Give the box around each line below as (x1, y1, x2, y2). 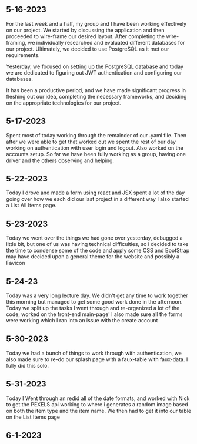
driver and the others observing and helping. (6, 157, 115, 164)
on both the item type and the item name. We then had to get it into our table (6, 407, 192, 414)
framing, (6, 39, 26, 46)
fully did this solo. (6, 362, 49, 369)
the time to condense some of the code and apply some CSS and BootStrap (6, 247, 190, 254)
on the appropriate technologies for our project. (6, 99, 122, 106)
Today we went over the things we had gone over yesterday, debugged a (6, 234, 183, 241)
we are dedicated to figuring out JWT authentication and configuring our (6, 69, 182, 76)
